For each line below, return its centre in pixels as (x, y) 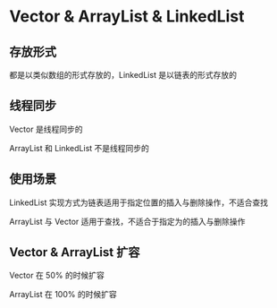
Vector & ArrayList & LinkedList (127, 17)
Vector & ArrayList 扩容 (75, 252)
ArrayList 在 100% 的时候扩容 (63, 295)
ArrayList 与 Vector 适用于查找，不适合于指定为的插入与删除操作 (127, 221)
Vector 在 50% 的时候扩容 (57, 276)
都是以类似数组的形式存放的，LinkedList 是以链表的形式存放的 (123, 75)
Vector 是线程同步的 (46, 129)
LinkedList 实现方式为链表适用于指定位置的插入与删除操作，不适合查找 (138, 202)
